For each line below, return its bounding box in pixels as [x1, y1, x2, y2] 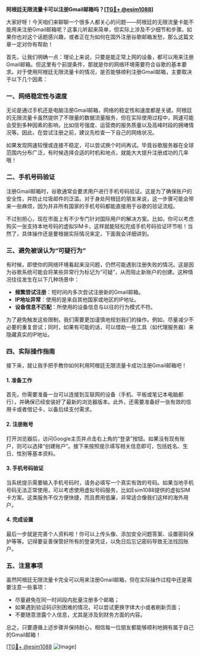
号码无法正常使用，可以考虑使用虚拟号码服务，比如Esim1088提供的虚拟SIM [6, 486, 190, 493]
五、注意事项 [6, 561, 43, 570]
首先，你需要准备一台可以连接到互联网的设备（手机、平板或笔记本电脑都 [6, 391, 183, 398]
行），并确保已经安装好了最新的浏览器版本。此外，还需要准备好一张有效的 [6, 398, 186, 405]
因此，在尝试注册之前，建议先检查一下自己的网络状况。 [21, 129, 158, 136]
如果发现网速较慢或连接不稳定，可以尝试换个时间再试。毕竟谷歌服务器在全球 [6, 142, 194, 149]
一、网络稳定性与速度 [6, 92, 67, 100]
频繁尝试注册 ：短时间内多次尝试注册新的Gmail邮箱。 [14, 288, 144, 295]
